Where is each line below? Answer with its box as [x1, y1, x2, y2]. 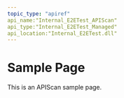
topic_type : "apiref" [7, 10, 71, 17]
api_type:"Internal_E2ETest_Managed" [7, 23, 118, 30]
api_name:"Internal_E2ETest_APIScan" [7, 17, 118, 24]
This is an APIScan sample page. [7, 83, 102, 92]
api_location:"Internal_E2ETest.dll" [7, 29, 118, 37]
